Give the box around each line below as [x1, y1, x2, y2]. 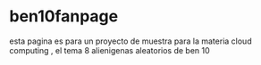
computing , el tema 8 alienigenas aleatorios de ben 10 [9, 45, 210, 55]
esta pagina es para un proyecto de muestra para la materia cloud [9, 36, 252, 46]
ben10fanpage [9, 6, 119, 27]
